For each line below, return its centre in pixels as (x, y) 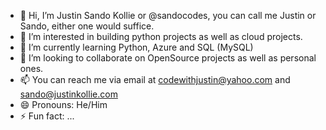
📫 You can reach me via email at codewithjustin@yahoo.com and (155, 79)
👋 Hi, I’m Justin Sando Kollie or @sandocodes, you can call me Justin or (168, 15)
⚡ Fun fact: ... (47, 116)
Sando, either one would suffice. (87, 26)
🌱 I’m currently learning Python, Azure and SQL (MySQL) (136, 47)
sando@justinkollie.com (68, 94)
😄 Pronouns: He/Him (63, 104)
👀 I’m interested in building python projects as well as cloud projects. (161, 36)
